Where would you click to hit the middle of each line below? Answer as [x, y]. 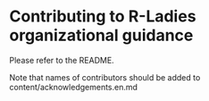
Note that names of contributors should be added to [105, 77]
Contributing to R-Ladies [103, 17]
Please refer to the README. [62, 60]
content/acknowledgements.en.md [74, 87]
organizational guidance [101, 35]
